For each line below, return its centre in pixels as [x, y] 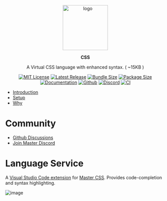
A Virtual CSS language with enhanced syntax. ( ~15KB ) [85, 67]
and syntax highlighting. [30, 183]
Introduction [25, 92]
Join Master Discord [34, 143]
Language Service [44, 164]
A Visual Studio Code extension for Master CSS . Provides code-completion [84, 177]
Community [31, 124]
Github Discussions [33, 138]
